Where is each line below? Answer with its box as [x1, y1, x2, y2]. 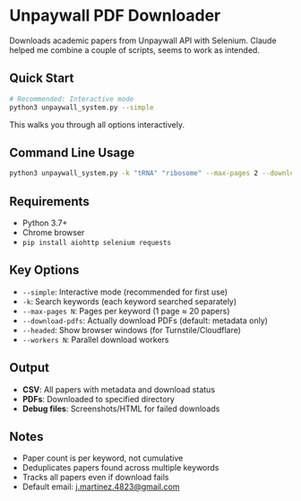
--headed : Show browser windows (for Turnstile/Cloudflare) [21, 324, 242, 335]
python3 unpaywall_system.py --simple [9, 102, 154, 112]
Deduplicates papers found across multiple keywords [21, 462, 219, 473]
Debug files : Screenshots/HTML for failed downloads [21, 403, 220, 414]
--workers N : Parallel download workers [21, 334, 169, 345]
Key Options [9, 262, 80, 278]
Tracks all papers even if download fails [21, 472, 169, 483]
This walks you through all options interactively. [9, 119, 185, 130]
